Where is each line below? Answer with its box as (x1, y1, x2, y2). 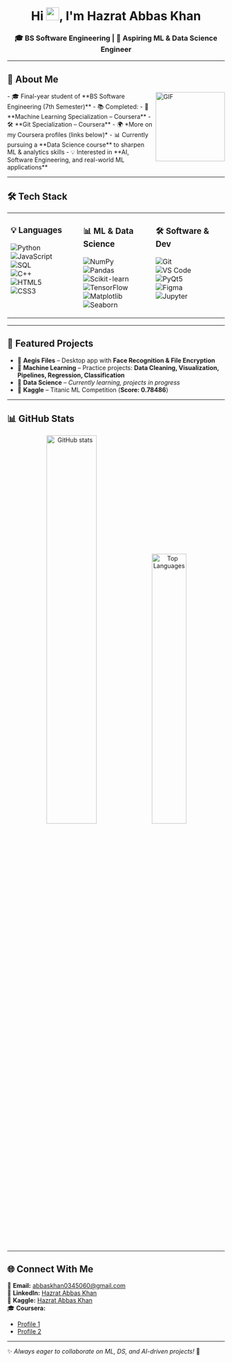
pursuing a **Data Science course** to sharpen (7, 140, 145, 149)
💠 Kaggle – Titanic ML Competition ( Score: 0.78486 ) (17, 385, 169, 394)
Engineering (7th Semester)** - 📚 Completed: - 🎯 (7, 102, 149, 111)
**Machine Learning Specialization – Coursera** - (7, 113, 151, 121)
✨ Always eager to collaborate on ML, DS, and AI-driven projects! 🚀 (7, 1347, 200, 1356)
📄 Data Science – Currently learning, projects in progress (17, 378, 181, 387)
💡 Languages (10, 225, 62, 236)
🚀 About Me (7, 73, 59, 85)
